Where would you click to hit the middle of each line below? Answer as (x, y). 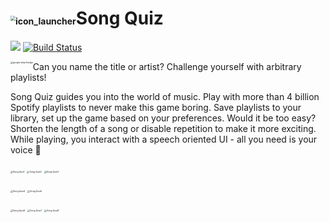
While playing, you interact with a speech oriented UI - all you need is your (164, 139)
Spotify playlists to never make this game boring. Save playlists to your (156, 107)
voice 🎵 (26, 149)
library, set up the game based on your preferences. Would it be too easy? (163, 118)
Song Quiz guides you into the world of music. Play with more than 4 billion (165, 96)
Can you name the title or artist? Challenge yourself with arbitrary (167, 66)
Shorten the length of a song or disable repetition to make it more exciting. (163, 128)
